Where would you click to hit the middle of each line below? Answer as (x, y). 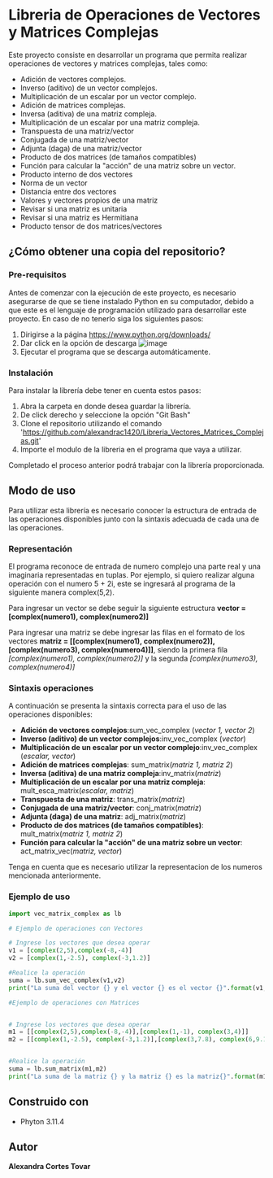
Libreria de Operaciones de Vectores (134, 15)
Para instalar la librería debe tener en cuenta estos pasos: (105, 390)
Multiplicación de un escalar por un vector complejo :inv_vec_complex (139, 748)
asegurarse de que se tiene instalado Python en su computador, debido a (131, 301)
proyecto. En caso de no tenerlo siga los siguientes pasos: (106, 318)
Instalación (31, 373)
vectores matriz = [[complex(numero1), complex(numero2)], (112, 641)
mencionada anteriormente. (55, 875)
